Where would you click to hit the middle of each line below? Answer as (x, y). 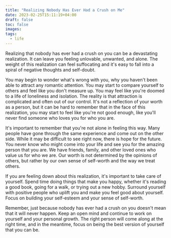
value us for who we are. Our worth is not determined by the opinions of (81, 155)
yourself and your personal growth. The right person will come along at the (84, 218)
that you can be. (23, 230)
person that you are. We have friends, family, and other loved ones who (81, 150)
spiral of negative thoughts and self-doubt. (50, 69)
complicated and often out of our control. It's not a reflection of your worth (84, 101)
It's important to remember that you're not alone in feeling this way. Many (83, 128)
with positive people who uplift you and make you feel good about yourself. (84, 192)
